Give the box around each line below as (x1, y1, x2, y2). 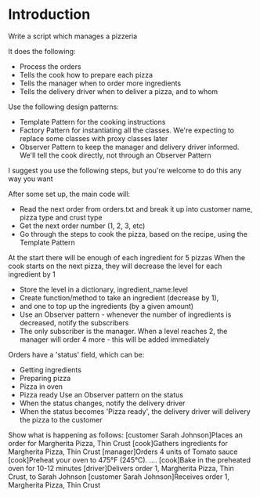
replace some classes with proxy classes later (19, 133, 168, 143)
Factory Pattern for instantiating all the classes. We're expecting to (19, 125, 235, 135)
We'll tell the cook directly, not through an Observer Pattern (19, 151, 211, 160)
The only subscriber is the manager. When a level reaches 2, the (19, 326, 228, 336)
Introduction (8, 5, 91, 24)
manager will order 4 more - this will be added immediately (19, 335, 210, 344)
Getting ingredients (19, 365, 82, 374)
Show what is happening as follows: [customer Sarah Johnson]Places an (8, 430, 243, 440)
